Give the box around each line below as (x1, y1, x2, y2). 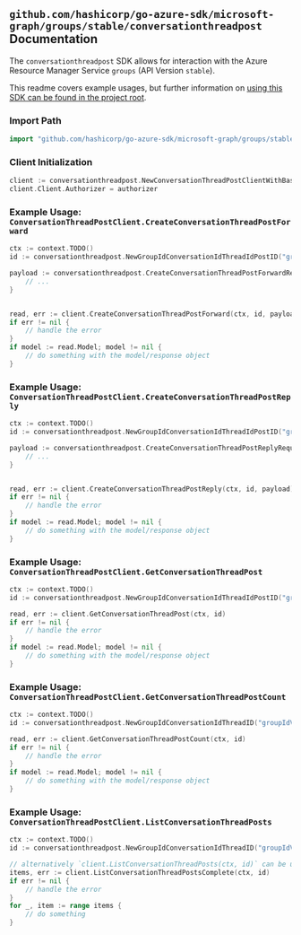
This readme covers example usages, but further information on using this (9, 82, 283, 93)
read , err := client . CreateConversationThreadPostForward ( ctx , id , (9, 310, 267, 319)
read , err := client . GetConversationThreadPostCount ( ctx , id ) (9, 734, 246, 744)
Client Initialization (9, 155, 93, 168)
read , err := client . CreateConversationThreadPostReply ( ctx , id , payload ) (9, 485, 295, 494)
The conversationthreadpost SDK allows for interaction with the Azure (9, 55, 268, 66)
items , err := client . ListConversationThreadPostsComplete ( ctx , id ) (9, 868, 271, 877)
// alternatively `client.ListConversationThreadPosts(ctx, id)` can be (9, 860, 287, 869)
